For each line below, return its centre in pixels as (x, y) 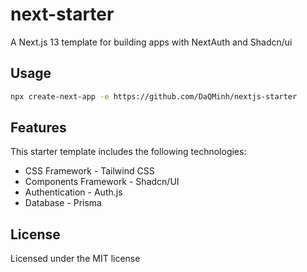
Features (38, 128)
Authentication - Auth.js (73, 192)
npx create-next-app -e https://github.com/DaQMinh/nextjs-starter (154, 96)
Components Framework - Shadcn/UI (102, 182)
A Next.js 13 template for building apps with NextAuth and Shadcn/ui (151, 42)
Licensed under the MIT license (75, 259)
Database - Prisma (63, 203)
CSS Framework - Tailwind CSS (89, 171)
